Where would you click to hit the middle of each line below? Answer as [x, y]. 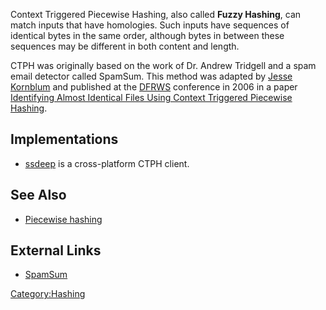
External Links [56, 250]
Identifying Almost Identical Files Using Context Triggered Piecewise [151, 97]
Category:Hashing [48, 294]
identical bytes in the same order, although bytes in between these [147, 35]
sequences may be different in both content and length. [125, 46]
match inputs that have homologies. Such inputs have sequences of [150, 25]
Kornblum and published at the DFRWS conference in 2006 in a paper [154, 87]
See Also [38, 195]
